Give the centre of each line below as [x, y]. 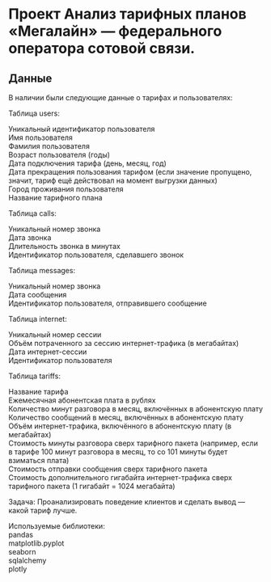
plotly [18, 569]
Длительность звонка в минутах [65, 246]
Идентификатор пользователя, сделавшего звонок [96, 255]
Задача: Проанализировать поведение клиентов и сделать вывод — [127, 502]
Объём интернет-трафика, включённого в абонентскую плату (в [120, 426]
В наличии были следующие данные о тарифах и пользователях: [121, 97]
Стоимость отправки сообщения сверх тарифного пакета [108, 469]
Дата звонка [30, 238]
